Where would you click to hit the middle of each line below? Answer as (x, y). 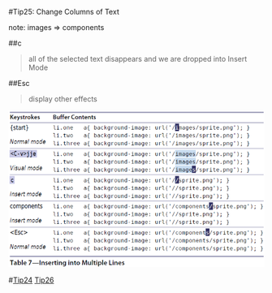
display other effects (63, 99)
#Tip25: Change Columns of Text (64, 12)
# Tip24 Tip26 (31, 280)
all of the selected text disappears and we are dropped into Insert (138, 59)
